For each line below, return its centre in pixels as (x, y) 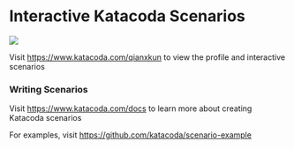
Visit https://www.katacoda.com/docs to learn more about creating (131, 108)
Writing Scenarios (49, 89)
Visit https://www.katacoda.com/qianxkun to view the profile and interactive (147, 57)
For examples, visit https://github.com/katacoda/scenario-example (130, 135)
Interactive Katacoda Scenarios (127, 16)
